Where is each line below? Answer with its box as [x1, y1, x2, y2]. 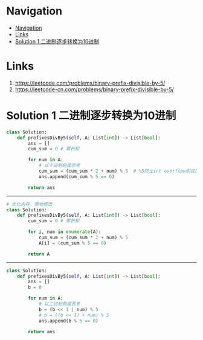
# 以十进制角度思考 [38, 162, 80, 168]
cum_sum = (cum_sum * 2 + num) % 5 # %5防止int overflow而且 [38, 168, 195, 175]
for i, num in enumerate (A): [28, 229, 101, 235]
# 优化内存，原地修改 [6, 201, 53, 207]
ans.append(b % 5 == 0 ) [38, 318, 98, 324]
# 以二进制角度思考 [38, 301, 80, 307]
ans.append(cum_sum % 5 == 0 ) [38, 173, 115, 179]
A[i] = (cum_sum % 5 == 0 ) [38, 240, 107, 246]
